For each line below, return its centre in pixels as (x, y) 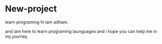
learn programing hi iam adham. (37, 22)
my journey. (17, 36)
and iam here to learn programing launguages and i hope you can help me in (81, 31)
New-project (31, 9)
